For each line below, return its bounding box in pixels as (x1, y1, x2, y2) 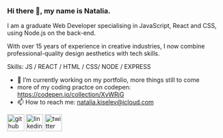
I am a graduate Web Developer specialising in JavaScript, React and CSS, (7, 22, 217, 30)
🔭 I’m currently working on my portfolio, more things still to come (16, 76, 200, 84)
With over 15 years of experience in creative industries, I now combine (7, 42, 205, 51)
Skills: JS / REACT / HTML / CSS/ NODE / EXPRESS (7, 63, 151, 71)
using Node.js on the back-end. (7, 29, 96, 37)
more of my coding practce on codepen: (16, 83, 131, 92)
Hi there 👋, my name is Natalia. (7, 6, 111, 16)
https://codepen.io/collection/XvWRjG (16, 90, 124, 98)
